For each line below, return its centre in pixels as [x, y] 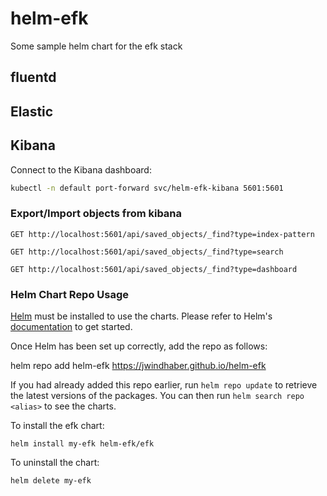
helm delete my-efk [51, 481]
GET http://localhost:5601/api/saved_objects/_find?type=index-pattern [162, 234]
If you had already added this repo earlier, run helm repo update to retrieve [164, 385]
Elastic [32, 111]
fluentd [33, 77]
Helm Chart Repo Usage [70, 294]
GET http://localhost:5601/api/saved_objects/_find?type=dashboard [154, 269]
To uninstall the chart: [55, 462]
